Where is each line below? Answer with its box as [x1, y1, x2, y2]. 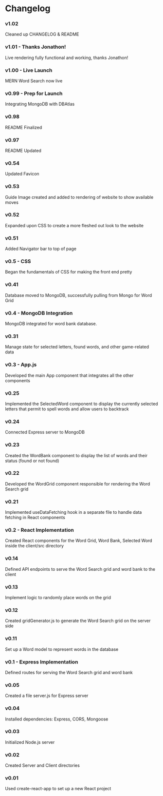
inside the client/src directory [5, 543, 64, 549]
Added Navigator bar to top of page [5, 246, 77, 252]
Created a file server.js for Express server [5, 693, 89, 699]
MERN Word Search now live [5, 78, 63, 84]
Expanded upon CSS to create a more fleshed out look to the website [5, 222, 144, 228]
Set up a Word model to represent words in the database [5, 646, 119, 652]
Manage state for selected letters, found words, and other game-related [5, 344, 149, 350]
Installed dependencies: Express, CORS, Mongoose [5, 716, 109, 722]
